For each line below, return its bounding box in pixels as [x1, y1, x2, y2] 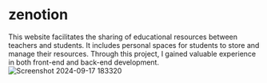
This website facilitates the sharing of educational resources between [8, 32, 238, 41]
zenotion [8, 6, 69, 24]
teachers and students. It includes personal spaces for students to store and [8, 40, 260, 49]
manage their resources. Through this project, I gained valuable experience [8, 49, 257, 58]
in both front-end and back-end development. [8, 57, 160, 67]
